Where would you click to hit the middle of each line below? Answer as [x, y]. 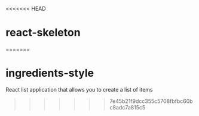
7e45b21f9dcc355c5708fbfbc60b [151, 101]
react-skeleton [43, 33]
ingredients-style [50, 73]
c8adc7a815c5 [128, 107]
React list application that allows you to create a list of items [79, 89]
